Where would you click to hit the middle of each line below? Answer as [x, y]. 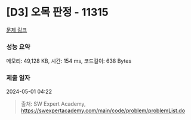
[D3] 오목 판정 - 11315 [57, 12]
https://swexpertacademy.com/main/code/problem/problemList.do [103, 110]
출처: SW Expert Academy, [53, 104]
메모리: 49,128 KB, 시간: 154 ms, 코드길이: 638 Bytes [69, 61]
